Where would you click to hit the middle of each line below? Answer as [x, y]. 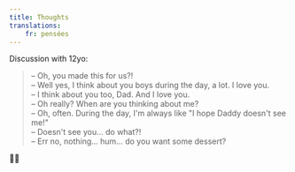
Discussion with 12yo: [49, 59]
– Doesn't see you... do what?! [86, 132]
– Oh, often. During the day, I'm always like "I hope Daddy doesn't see [158, 113]
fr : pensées [47, 34]
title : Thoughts [39, 17]
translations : [35, 26]
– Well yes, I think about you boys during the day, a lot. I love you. [150, 86]
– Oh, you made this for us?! [82, 76]
